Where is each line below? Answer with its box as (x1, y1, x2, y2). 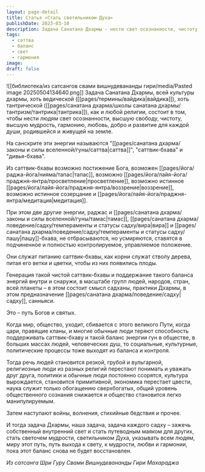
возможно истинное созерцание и (6, 191, 96, 198)
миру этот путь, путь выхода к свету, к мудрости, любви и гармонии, (6, 441, 188, 448)
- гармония (12, 54, 40, 60)
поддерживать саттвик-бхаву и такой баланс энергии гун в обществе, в (6, 334, 195, 341)
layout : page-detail (6, 9, 59, 15)
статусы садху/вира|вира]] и (98, 222, 174, 229)
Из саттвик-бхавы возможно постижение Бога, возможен (6, 164, 158, 172)
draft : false (6, 65, 40, 72)
